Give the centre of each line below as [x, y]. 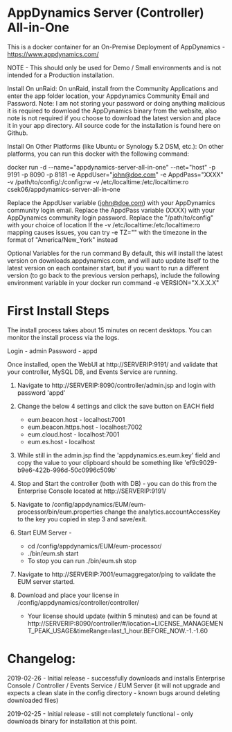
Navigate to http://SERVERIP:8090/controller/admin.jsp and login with [116, 385]
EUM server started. [46, 581]
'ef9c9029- [201, 462]
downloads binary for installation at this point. [72, 721]
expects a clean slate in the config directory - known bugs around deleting [114, 692]
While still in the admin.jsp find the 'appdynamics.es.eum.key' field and [118, 455]
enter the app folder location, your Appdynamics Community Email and [108, 96]
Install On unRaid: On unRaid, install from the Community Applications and [113, 88]
